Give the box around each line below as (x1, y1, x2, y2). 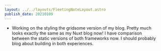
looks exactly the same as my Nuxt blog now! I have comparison (11, 30, 142, 36)
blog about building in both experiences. (11, 40, 94, 46)
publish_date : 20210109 (4, 12, 54, 17)
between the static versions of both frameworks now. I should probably (11, 35, 156, 41)
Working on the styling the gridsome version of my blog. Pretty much (11, 25, 152, 31)
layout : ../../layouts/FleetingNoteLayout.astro (4, 7, 106, 12)
